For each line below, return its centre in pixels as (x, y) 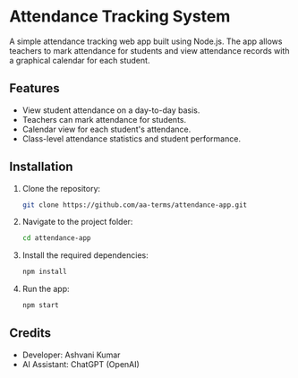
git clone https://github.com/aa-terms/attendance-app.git (135, 205)
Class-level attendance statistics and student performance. (132, 138)
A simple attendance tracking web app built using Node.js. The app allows (146, 41)
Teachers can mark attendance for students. (104, 119)
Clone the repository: (61, 188)
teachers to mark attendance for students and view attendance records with (149, 50)
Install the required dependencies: (85, 255)
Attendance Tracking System (120, 17)
